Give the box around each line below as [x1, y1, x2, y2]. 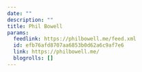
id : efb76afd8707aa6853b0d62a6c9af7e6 [13, 42, 125, 49]
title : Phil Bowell [7, 23, 63, 29]
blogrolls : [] [13, 55, 54, 62]
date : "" [7, 10, 32, 17]
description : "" [7, 16, 54, 23]
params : [7, 29, 29, 36]
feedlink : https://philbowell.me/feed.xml [13, 36, 137, 43]
